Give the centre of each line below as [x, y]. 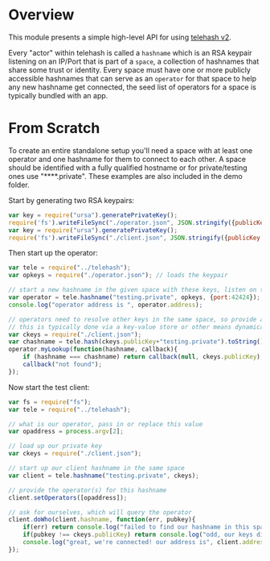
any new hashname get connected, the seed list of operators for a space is [133, 87]
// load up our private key [55, 446]
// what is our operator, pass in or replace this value [106, 424]
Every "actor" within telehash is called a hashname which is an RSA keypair [130, 52]
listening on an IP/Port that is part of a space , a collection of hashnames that [134, 61]
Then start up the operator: [53, 253]
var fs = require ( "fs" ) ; [50, 402]
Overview [41, 15]
